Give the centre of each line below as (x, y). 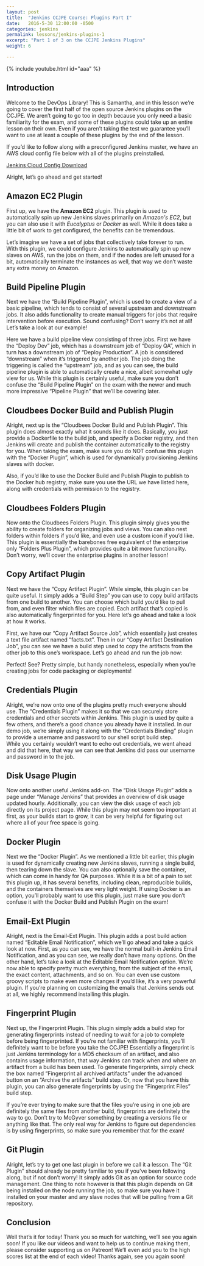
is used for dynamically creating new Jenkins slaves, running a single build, (101, 863)
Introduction (30, 88)
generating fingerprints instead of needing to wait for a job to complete (95, 1034)
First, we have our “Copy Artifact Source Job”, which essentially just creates (102, 633)
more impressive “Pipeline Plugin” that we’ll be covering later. (83, 392)
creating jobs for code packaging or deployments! (69, 671)
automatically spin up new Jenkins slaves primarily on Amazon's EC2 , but (99, 217)
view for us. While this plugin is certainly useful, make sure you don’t (92, 378)
